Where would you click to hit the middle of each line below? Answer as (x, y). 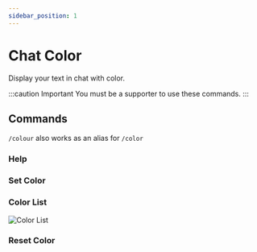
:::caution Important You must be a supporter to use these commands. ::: (129, 93)
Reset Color (32, 241)
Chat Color (45, 55)
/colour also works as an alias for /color (76, 138)
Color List (27, 202)
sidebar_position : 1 (43, 16)
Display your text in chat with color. (67, 78)
